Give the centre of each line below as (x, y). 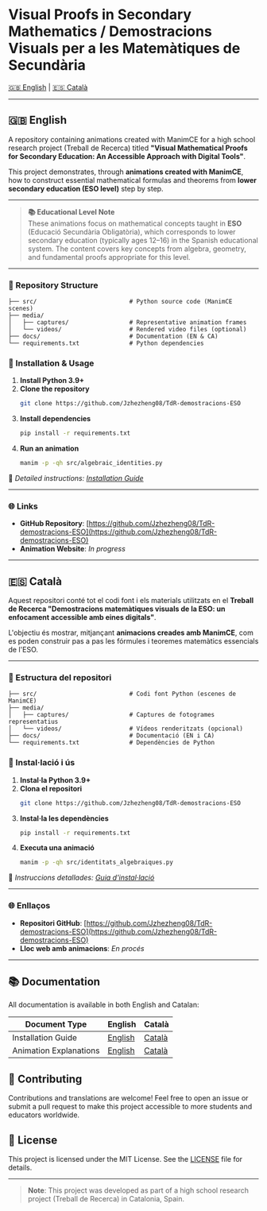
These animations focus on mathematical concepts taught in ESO (135, 223)
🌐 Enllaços (29, 906)
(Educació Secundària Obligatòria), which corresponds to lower (132, 231)
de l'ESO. (23, 650)
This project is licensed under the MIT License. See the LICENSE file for (126, 1159)
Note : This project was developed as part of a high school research (138, 1190)
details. (20, 1168)
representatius (33, 722)
